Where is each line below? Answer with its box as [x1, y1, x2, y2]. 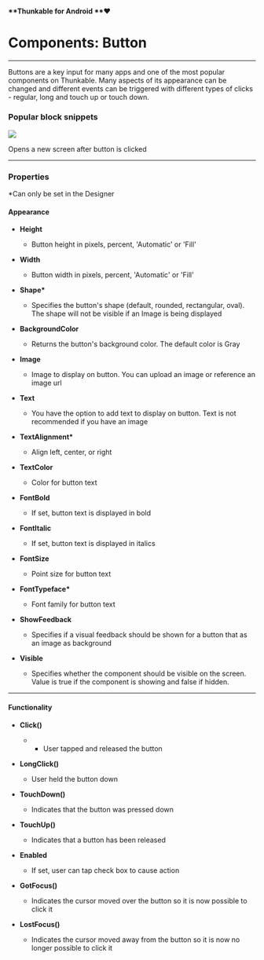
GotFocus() [19, 881, 57, 890]
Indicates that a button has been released [31, 835, 167, 845]
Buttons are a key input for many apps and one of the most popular [8, 67, 225, 76]
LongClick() [19, 759, 59, 768]
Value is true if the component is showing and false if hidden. [31, 677, 229, 687]
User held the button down [31, 774, 118, 783]
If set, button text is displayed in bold [31, 508, 152, 518]
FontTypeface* [19, 584, 71, 594]
